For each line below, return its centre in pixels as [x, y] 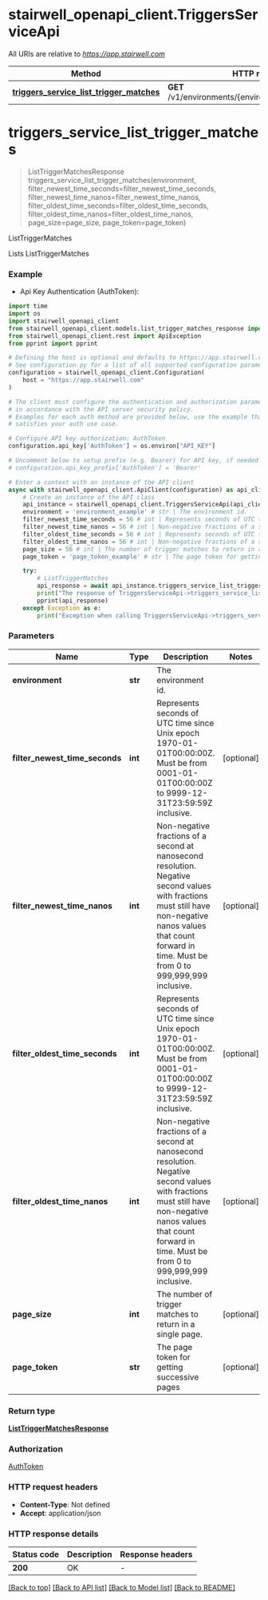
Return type [32, 1411]
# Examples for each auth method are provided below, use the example [128, 417]
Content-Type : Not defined [65, 1504]
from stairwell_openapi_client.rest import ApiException [105, 336]
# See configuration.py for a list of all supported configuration [123, 365]
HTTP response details [53, 1534]
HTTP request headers [53, 1487]
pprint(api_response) [73, 601]
